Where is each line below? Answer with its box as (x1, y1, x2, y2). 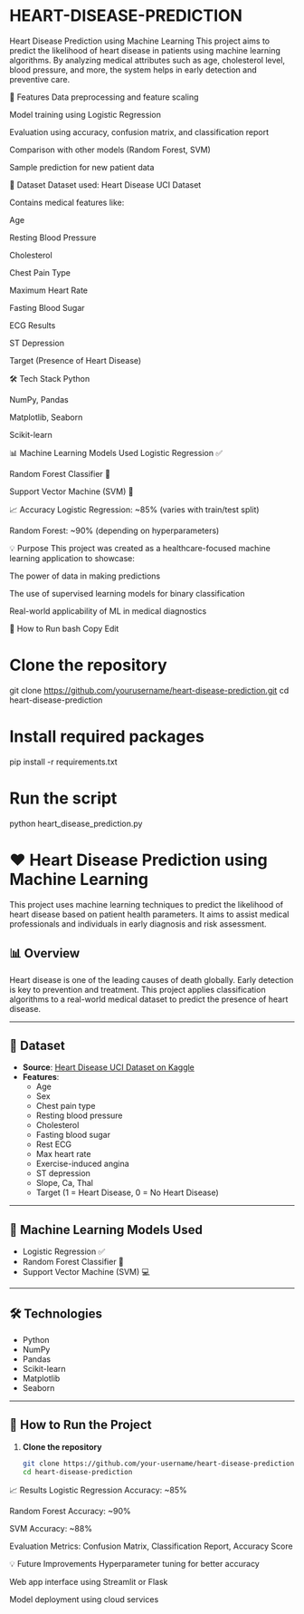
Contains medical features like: (9, 197, 125, 208)
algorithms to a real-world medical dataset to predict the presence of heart (9, 994, 289, 1005)
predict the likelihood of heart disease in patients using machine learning (9, 44, 280, 55)
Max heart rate (35, 1149, 91, 1160)
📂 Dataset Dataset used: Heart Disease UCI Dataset (9, 179, 202, 190)
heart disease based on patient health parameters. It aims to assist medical (9, 909, 290, 919)
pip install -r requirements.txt (9, 756, 118, 767)
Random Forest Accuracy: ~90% (9, 1505, 131, 1516)
